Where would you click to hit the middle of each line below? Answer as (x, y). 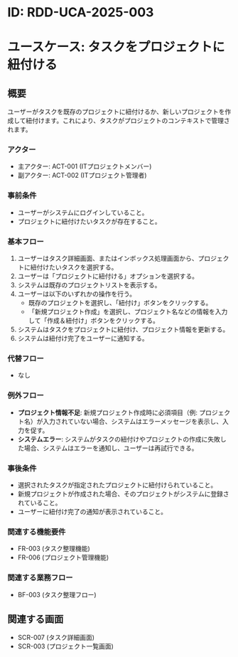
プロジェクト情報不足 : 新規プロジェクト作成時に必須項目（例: (107, 412)
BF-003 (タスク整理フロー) (57, 594)
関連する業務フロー (40, 578)
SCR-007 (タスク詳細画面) (56, 638)
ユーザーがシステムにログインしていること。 (83, 212)
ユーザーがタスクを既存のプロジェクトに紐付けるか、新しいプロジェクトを (116, 112)
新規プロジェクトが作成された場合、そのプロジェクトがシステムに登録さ (123, 493)
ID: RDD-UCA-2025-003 (81, 12)
